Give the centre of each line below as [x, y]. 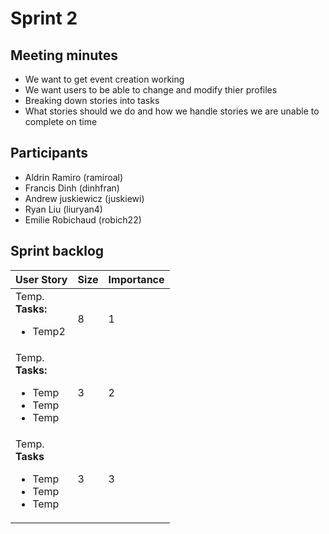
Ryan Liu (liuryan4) [63, 209]
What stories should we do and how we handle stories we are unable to [172, 111]
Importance [136, 279]
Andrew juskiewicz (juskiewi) [84, 198]
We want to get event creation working [104, 79]
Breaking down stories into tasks [92, 100]
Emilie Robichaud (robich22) [83, 219]
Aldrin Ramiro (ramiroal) [74, 177]
